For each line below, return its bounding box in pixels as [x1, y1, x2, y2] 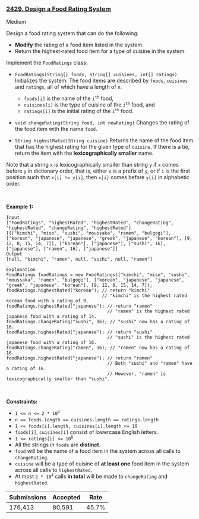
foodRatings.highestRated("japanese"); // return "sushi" [6, 329, 153, 335]
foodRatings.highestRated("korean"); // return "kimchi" [6, 287, 150, 293]
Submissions [9, 493, 47, 502]
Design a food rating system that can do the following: [6, 30, 139, 37]
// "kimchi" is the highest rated [102, 293, 187, 299]
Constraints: [6, 398, 38, 405]
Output [6, 251, 23, 257]
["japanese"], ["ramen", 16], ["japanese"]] [6, 246, 118, 252]
